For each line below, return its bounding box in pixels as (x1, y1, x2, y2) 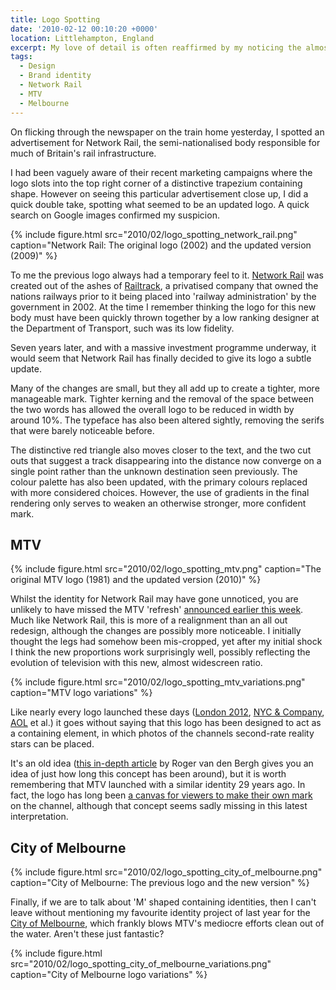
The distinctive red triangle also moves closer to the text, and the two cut (10, 444, 312, 456)
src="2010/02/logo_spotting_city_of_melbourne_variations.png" (10, 958, 272, 970)
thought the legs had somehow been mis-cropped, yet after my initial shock (10, 636, 323, 648)
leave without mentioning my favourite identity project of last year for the (10, 907, 311, 919)
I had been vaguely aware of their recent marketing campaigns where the (10, 166, 313, 178)
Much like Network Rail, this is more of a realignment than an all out (10, 614, 288, 626)
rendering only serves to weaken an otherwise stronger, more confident (10, 497, 307, 509)
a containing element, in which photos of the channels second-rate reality (10, 727, 315, 740)
